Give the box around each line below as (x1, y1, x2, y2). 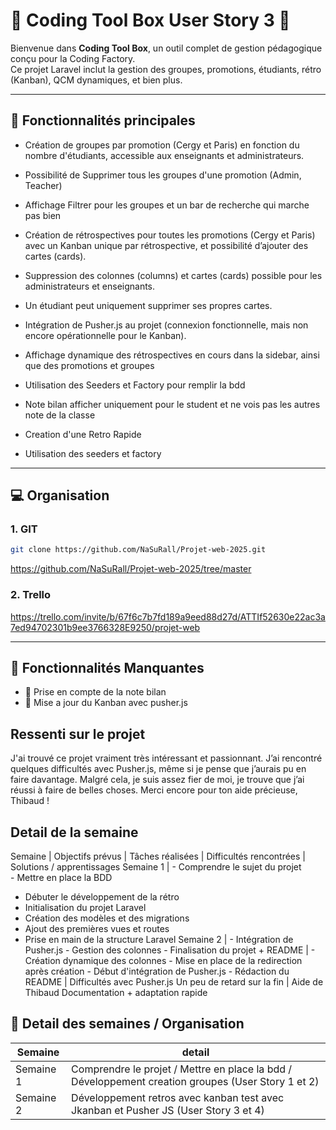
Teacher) (24, 179, 63, 191)
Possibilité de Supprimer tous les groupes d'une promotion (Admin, (24, 169, 302, 181)
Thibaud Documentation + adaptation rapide (24, 987, 208, 999)
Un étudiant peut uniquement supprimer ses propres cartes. (24, 299, 273, 311)
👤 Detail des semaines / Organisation (10, 1015, 245, 1033)
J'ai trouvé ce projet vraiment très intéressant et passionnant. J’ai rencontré (10, 752, 323, 764)
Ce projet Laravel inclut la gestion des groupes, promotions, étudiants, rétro (10, 63, 322, 75)
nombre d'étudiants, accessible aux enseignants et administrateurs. (24, 149, 305, 161)
